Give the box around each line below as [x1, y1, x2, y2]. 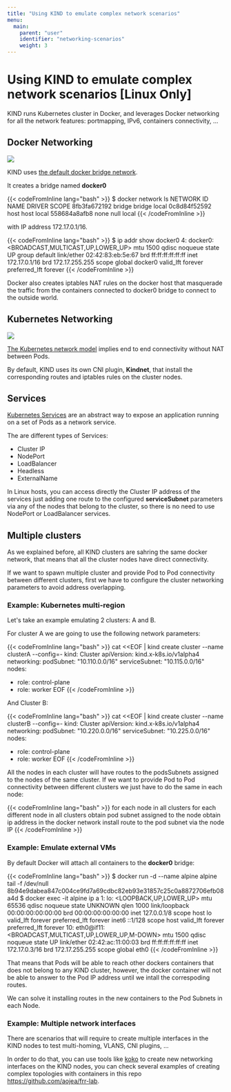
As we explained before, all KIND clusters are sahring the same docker [7, 548, 208, 556]
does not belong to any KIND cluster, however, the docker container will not [7, 966, 222, 974]
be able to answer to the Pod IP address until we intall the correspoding [7, 973, 210, 982]
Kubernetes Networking [7, 313, 113, 325]
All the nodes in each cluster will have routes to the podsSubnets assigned [7, 768, 219, 777]
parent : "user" [19, 29, 63, 37]
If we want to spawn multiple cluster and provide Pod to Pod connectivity [7, 568, 215, 577]
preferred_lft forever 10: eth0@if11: [7, 923, 106, 931]
